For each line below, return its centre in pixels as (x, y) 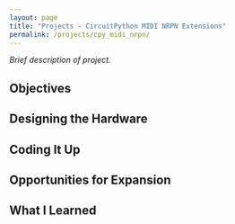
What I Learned (53, 211)
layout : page (34, 18)
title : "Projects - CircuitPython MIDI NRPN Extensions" (118, 26)
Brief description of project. (60, 60)
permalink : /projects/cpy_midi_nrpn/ (80, 34)
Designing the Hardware (78, 119)
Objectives (40, 88)
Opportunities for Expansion (91, 179)
